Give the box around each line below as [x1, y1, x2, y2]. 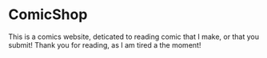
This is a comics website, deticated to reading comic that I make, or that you [8, 32, 260, 41]
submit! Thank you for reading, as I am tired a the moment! [8, 40, 201, 49]
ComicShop [8, 6, 88, 24]
